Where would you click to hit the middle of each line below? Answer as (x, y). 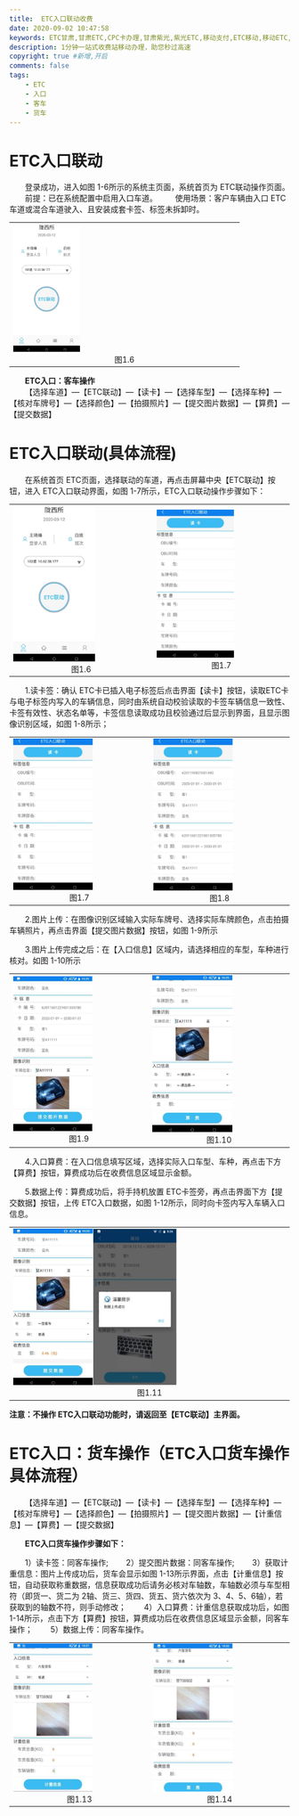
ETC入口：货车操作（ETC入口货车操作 (149, 1453)
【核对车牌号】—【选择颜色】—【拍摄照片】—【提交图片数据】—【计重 (141, 1513)
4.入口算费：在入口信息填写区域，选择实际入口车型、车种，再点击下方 (154, 1161)
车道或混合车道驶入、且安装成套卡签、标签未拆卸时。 (107, 209)
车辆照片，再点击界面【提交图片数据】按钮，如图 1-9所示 (113, 930)
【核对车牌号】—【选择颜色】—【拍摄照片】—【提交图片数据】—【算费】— (149, 403)
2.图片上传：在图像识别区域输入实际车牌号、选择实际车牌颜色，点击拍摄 (157, 920)
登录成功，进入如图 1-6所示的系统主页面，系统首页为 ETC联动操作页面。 (158, 187)
